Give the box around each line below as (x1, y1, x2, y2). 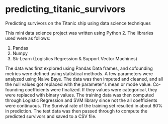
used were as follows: (5, 35, 51, 41)
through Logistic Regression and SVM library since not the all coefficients (5, 97, 157, 103)
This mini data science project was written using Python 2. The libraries (5, 30, 153, 36)
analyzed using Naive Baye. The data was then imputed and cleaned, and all (5, 76, 163, 82)
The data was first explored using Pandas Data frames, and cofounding (5, 65, 153, 71)
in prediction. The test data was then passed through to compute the (5, 108, 147, 114)
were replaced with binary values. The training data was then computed (5, 92, 154, 98)
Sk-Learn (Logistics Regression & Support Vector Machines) (12, 55, 137, 61)
